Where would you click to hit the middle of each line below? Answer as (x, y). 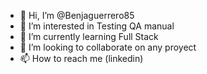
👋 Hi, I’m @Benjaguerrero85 (77, 15)
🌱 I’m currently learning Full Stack (89, 36)
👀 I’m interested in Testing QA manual (97, 26)
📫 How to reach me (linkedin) (81, 58)
